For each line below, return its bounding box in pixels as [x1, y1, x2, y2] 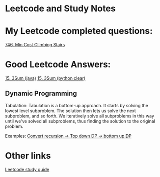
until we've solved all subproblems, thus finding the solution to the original [5, 118, 156, 124]
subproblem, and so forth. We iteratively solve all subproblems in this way [5, 113, 155, 118]
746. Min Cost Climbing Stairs [5, 42, 65, 48]
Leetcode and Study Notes [5, 3, 116, 14]
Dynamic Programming [5, 89, 77, 98]
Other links [5, 150, 51, 161]
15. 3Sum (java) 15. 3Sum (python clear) [5, 75, 86, 81]
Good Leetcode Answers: [5, 59, 111, 70]
